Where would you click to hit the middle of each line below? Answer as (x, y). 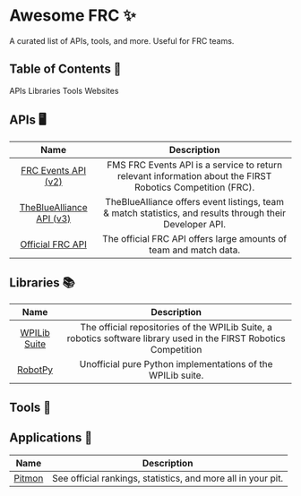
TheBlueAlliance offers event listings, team (195, 201)
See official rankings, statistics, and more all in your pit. (168, 478)
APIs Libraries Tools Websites (64, 90)
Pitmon (29, 478)
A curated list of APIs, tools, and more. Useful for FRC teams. (122, 40)
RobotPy (35, 370)
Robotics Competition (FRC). (194, 187)
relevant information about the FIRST (195, 175)
